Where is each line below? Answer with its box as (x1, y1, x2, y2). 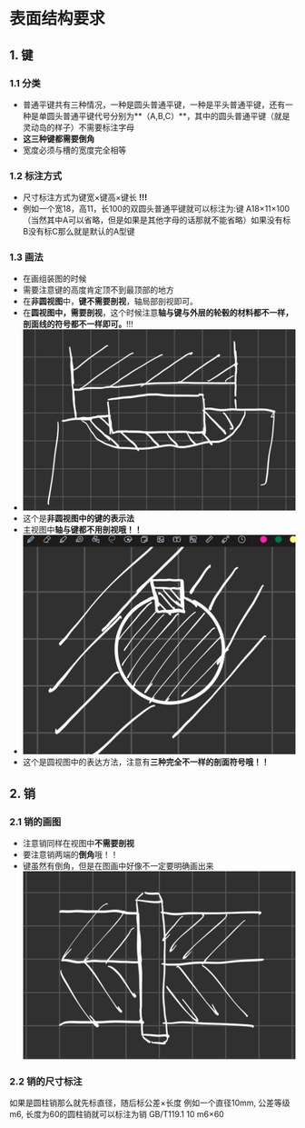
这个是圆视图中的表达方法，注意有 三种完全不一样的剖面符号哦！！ (22, 756, 270, 768)
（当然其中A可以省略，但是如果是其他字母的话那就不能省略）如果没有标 (22, 215, 291, 225)
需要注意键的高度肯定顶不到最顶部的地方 (22, 284, 174, 295)
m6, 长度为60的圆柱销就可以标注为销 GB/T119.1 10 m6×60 (9, 1109, 224, 1120)
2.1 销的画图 (9, 815, 62, 828)
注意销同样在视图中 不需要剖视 (22, 837, 134, 848)
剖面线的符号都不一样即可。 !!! (22, 319, 133, 330)
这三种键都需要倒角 (22, 133, 95, 144)
